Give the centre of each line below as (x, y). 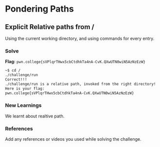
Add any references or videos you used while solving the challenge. (73, 139)
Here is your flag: (25, 88)
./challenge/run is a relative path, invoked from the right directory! (80, 84)
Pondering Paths (40, 9)
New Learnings (23, 105)
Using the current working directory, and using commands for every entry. (80, 38)
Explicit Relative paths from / (50, 27)
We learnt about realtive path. (35, 116)
